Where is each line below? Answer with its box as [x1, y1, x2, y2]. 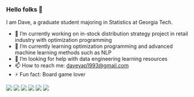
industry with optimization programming [14, 37, 112, 44]
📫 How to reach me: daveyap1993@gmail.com [14, 62, 129, 69]
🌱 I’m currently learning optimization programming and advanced [14, 43, 173, 50]
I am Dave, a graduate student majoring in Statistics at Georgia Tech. [6, 19, 173, 26]
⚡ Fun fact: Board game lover [14, 71, 86, 78]
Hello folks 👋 [6, 5, 43, 14]
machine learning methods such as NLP [14, 49, 112, 56]
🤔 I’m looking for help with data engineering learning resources [14, 56, 168, 63]
